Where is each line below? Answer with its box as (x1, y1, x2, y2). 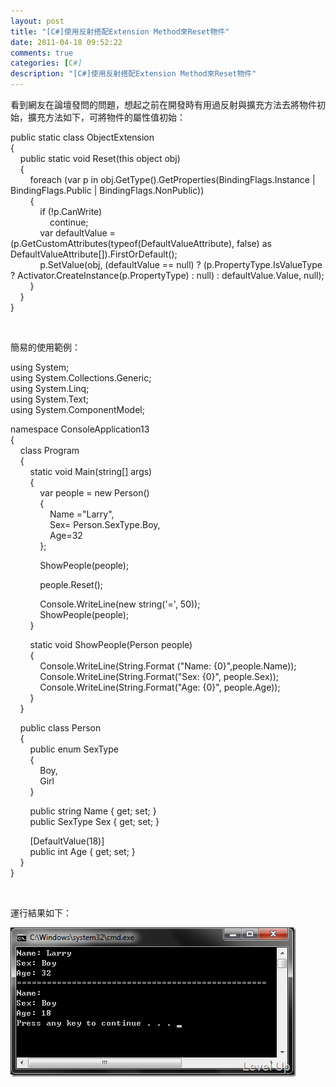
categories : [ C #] (10, 58, 83, 69)
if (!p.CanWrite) (39, 206, 103, 217)
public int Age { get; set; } (29, 846, 136, 857)
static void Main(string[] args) (29, 466, 153, 477)
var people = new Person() (39, 487, 150, 499)
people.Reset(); (39, 579, 104, 590)
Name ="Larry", (49, 508, 115, 520)
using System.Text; (10, 393, 90, 405)
